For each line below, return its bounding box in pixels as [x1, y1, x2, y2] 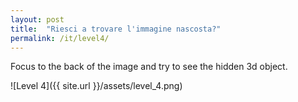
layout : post [10, 14, 65, 25]
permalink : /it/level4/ [10, 33, 110, 43]
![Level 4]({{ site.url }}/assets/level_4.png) [10, 80, 183, 92]
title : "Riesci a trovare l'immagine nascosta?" [10, 24, 222, 34]
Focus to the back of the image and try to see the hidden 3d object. [10, 61, 288, 73]
